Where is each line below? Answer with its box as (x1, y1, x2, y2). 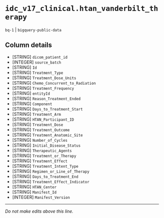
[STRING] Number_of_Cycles (12, 137, 68, 143)
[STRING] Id (12, 64, 37, 70)
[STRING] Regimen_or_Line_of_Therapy (12, 168, 89, 174)
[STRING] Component (12, 101, 53, 107)
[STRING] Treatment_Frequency (12, 85, 74, 91)
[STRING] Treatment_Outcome (12, 127, 70, 132)
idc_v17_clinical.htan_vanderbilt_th (5, 4, 159, 13)
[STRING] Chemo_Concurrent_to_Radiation (12, 80, 96, 86)
